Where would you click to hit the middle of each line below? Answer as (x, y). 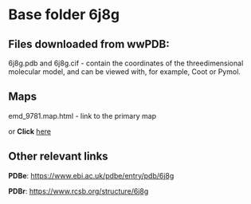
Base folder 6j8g (64, 15)
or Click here (30, 131)
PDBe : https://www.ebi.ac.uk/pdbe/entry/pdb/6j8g (91, 175)
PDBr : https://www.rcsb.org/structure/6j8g (78, 191)
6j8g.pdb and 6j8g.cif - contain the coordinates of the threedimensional (126, 63)
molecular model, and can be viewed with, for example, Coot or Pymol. (125, 72)
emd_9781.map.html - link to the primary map (82, 116)
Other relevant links (59, 157)
